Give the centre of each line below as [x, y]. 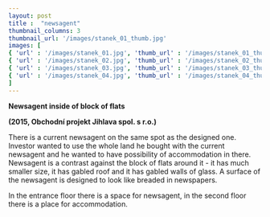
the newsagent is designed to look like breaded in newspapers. [113, 180]
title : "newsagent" [45, 23]
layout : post [30, 16]
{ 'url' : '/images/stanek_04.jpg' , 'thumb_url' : [95, 76]
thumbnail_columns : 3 [45, 31]
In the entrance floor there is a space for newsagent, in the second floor [127, 195]
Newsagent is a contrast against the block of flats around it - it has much [129, 162]
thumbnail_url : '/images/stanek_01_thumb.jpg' [88, 38]
